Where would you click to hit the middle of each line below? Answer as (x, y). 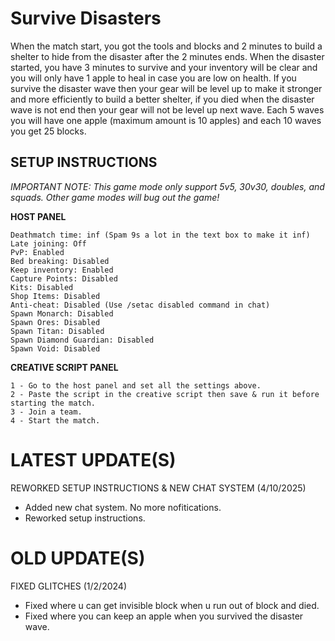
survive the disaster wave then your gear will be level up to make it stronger (166, 88)
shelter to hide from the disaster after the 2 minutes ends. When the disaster (167, 56)
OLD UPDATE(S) (78, 558)
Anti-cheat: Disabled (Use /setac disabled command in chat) (140, 305)
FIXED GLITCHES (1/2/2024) (69, 586)
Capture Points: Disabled (64, 278)
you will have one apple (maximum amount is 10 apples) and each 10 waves (166, 120)
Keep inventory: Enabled (62, 270)
